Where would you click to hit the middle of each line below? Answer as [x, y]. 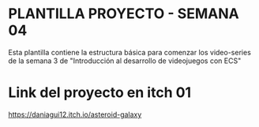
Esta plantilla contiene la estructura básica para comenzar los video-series [129, 52]
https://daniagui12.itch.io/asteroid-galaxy [75, 114]
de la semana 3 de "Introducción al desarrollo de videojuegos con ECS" [125, 61]
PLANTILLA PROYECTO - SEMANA [124, 14]
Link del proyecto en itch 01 [100, 93]
